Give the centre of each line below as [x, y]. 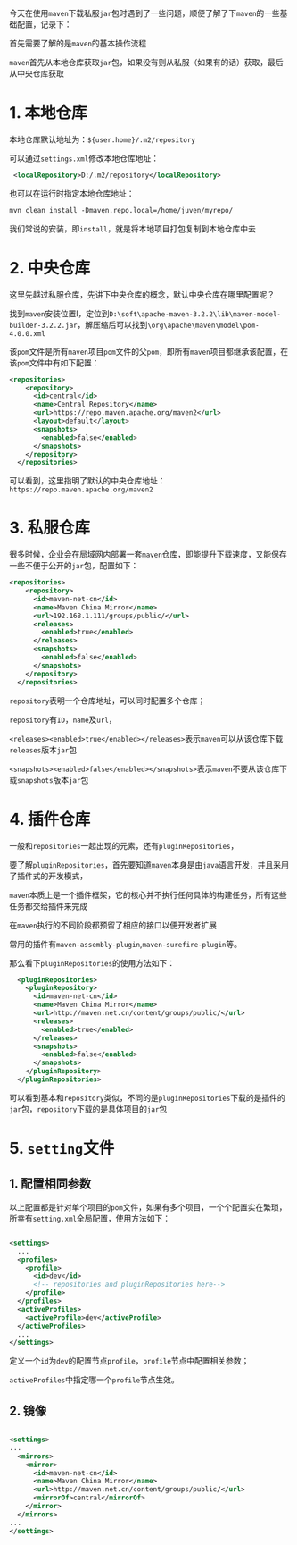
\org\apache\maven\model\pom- [203, 325]
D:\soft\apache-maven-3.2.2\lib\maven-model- [195, 314]
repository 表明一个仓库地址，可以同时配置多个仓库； [107, 701]
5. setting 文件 [62, 1149]
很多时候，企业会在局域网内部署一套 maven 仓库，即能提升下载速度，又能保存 [148, 554]
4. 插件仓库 [50, 819]
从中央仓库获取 [37, 73]
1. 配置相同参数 [50, 1184]
